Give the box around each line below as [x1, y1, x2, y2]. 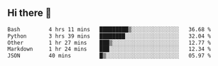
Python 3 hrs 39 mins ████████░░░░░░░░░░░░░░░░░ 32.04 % [7, 33, 212, 40]
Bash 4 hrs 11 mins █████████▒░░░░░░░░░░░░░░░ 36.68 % [7, 26, 212, 33]
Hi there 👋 [7, 7, 52, 19]
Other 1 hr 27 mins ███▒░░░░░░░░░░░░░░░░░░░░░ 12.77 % [7, 39, 212, 46]
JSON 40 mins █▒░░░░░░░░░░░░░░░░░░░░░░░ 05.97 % [7, 53, 212, 60]
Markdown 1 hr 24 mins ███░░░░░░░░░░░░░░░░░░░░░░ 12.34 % [7, 45, 212, 53]
